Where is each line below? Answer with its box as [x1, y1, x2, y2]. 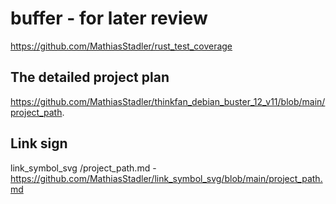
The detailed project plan [10, 69, 170, 86]
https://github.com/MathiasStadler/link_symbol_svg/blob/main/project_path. [10, 172, 323, 184]
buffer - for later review [10, 7, 208, 30]
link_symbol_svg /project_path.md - [10, 162, 157, 174]
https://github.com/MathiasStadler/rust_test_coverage [10, 40, 233, 52]
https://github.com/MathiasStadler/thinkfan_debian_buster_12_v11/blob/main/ [10, 95, 326, 107]
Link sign [10, 135, 68, 152]
